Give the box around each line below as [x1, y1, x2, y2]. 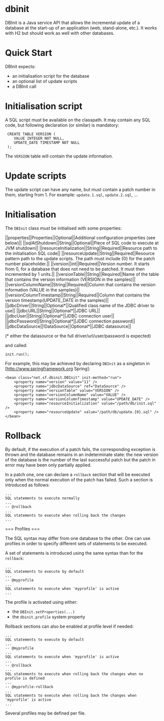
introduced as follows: [5, 482, 50, 488]
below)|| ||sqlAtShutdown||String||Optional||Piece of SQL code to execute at [5, 240, 159, 246]
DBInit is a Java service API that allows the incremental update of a [5, 20, 141, 26]
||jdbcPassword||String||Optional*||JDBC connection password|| [5, 318, 136, 324]
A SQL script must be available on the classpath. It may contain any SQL [5, 117, 151, 123]
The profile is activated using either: [5, 599, 78, 605]
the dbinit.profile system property [12, 614, 86, 619]
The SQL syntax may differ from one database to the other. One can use [5, 535, 151, 541]
